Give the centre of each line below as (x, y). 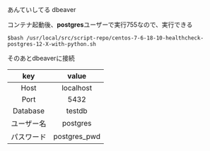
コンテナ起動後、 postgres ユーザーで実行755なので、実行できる (100, 25)
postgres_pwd (77, 137)
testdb (77, 111)
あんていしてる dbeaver (42, 10)
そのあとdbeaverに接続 (41, 58)
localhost (77, 88)
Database (29, 111)
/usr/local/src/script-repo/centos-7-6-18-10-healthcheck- (115, 38)
